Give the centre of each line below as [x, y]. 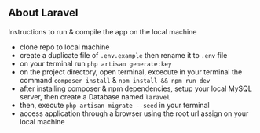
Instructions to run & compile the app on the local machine [103, 31]
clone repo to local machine [64, 47]
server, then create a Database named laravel [95, 96]
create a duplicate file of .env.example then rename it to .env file [123, 55]
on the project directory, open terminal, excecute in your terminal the [131, 72]
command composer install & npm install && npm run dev [115, 80]
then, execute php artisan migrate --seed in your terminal [114, 105]
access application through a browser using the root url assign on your [134, 113]
